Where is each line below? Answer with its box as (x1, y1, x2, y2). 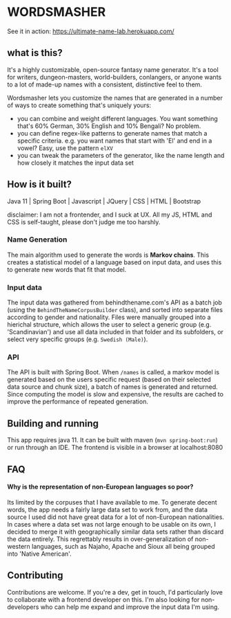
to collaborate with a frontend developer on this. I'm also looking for (7, 595, 200, 603)
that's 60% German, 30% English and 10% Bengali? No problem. (17, 122, 201, 130)
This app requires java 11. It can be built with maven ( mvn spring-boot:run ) (7, 436, 219, 444)
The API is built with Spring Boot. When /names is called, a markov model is (7, 368, 219, 376)
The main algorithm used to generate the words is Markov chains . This (7, 251, 209, 259)
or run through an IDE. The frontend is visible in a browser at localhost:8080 (7, 444, 223, 452)
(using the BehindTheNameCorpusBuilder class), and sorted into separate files (7, 306, 223, 314)
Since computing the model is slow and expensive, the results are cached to (7, 390, 224, 399)
